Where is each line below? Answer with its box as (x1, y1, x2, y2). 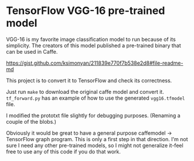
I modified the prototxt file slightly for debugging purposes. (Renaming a (6, 112, 181, 119)
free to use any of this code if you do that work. (6, 148, 121, 155)
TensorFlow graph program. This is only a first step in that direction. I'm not (6, 135, 189, 142)
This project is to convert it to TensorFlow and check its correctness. (6, 77, 172, 84)
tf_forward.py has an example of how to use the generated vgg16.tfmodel (6, 94, 185, 101)
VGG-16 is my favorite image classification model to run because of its (6, 36, 176, 43)
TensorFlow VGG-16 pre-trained (6, 4, 165, 17)
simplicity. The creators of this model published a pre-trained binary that (6, 42, 182, 49)
